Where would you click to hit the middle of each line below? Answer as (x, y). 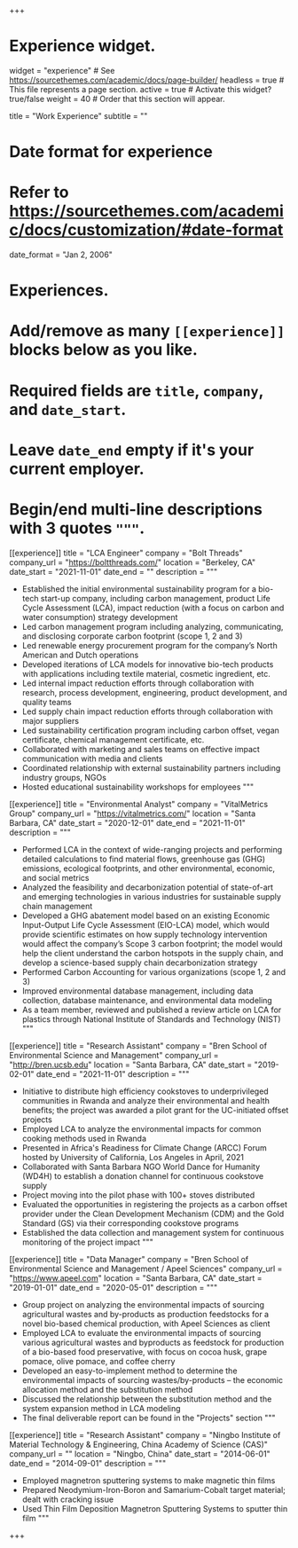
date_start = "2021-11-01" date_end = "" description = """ (114, 571)
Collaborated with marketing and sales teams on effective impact (141, 749)
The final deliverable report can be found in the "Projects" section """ (149, 1418)
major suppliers (51, 720)
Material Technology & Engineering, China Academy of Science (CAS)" (139, 1444)
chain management (57, 906)
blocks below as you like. (103, 350)
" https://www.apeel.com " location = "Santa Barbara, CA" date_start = (136, 1277)
